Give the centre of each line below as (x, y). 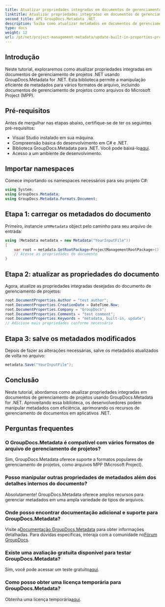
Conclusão (22, 380)
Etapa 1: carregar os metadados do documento (78, 214)
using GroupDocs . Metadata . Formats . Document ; (51, 199)
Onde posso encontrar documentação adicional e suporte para (82, 512)
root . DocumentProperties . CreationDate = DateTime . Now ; (62, 305)
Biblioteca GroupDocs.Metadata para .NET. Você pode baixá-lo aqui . (81, 148)
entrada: (14, 231)
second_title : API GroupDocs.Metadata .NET (50, 19)
